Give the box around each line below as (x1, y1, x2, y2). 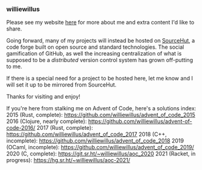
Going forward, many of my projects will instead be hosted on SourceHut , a (6, 37, 195, 44)
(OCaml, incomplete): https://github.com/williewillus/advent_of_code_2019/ (6, 144, 195, 151)
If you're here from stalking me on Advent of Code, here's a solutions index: (6, 105, 197, 112)
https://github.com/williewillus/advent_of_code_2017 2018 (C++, (6, 130, 167, 138)
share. (6, 25, 23, 32)
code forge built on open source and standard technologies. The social (6, 43, 184, 51)
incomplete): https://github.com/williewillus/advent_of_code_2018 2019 (6, 137, 184, 144)
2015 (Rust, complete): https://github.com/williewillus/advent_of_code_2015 (6, 112, 196, 119)
